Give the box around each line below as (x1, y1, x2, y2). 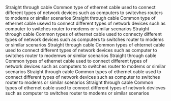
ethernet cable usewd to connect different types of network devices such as (5, 20, 166, 26)
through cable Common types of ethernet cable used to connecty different (5, 31, 162, 37)
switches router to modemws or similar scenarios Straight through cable (5, 53, 157, 59)
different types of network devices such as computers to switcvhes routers (5, 10, 163, 16)
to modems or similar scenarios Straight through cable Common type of (5, 15, 156, 21)
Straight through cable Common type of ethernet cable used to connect (5, 5, 156, 10)
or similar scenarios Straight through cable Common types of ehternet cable (5, 42, 165, 47)
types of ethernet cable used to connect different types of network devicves (5, 85, 166, 90)
